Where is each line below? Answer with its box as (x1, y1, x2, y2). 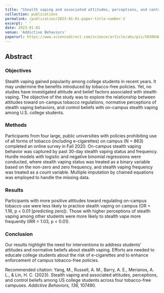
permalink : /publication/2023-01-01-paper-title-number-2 (5, 16, 125, 21)
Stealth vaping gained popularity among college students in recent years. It (5, 78, 156, 84)
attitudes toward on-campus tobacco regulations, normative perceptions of (5, 99, 157, 105)
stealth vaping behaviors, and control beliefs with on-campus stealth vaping (5, 104, 158, 110)
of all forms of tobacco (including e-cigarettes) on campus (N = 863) (5, 138, 143, 144)
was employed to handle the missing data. (5, 174, 90, 180)
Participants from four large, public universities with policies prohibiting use (5, 133, 157, 138)
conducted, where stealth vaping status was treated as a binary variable (5, 158, 150, 164)
